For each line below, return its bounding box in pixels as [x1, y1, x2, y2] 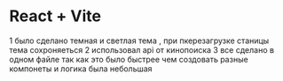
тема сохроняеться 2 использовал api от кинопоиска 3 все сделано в [9, 44, 275, 55]
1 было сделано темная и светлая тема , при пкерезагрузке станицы [9, 35, 270, 46]
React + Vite [9, 6, 102, 26]
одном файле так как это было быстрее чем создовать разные [9, 54, 248, 64]
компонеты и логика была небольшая [9, 63, 153, 74]
